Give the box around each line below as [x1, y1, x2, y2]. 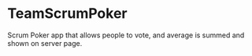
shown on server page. [7, 38, 83, 47]
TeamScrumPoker [7, 5, 128, 23]
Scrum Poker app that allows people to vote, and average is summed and [7, 30, 245, 40]
